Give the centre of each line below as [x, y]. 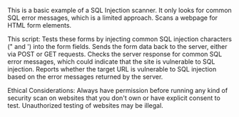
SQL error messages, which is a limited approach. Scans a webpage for [113, 18]
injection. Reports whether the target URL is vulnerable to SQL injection [112, 69]
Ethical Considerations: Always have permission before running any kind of [118, 90]
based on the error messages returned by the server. [85, 77]
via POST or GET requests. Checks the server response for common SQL [115, 54]
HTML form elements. [40, 25]
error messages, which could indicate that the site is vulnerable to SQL [111, 62]
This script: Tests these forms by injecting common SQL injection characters [119, 39]
